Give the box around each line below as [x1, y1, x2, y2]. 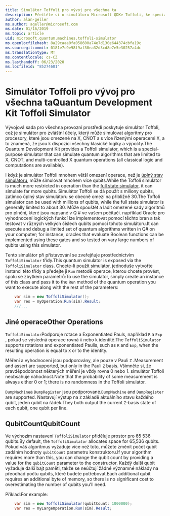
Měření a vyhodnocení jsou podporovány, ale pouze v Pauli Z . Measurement [5, 357, 163, 363]
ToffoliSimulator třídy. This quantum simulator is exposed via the [5, 257, 142, 264]
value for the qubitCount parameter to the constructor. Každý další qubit [5, 460, 155, 466]
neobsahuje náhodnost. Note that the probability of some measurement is [5, 373, 158, 379]
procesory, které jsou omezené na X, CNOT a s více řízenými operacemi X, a [5, 135, 165, 141]
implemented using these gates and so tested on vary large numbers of [5, 237, 154, 243]
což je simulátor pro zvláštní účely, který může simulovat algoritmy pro [5, 130, 152, 136]
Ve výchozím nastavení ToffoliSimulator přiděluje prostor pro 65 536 [5, 433, 151, 439]
